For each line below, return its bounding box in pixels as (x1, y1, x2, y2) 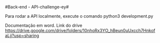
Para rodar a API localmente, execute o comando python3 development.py (5, 13, 154, 19)
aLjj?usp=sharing (5, 33, 40, 38)
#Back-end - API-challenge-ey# (5, 4, 69, 10)
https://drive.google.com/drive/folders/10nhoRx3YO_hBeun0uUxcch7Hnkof (5, 28, 156, 33)
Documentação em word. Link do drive (5, 22, 83, 28)
